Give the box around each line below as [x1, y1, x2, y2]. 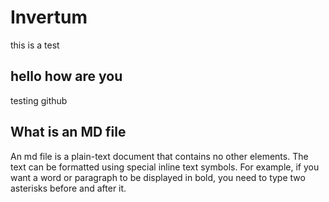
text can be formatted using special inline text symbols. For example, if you [10, 161, 320, 173]
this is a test [10, 39, 60, 51]
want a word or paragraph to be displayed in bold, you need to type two [10, 171, 306, 183]
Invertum [10, 6, 88, 29]
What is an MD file [10, 124, 127, 141]
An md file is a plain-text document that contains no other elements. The [10, 150, 309, 162]
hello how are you [10, 68, 123, 85]
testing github [10, 94, 68, 106]
